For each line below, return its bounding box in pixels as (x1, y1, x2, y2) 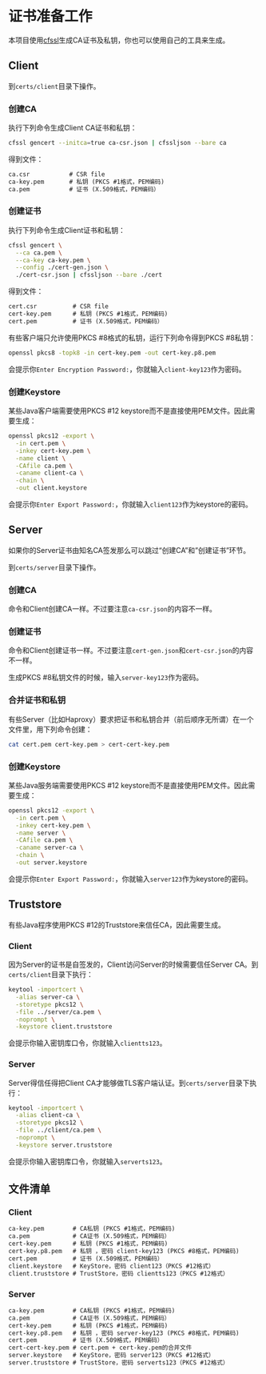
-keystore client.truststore (15, 1023, 113, 1031)
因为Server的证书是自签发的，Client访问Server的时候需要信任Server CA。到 (8, 959, 259, 969)
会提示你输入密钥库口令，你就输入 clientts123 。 (8, 1038, 167, 1048)
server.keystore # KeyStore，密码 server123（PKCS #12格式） (8, 1352, 215, 1360)
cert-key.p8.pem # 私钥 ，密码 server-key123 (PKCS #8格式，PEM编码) (8, 1329, 240, 1337)
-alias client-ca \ (15, 1112, 81, 1120)
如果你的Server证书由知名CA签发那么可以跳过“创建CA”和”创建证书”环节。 (8, 545, 251, 555)
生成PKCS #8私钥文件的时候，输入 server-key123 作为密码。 (8, 673, 204, 683)
